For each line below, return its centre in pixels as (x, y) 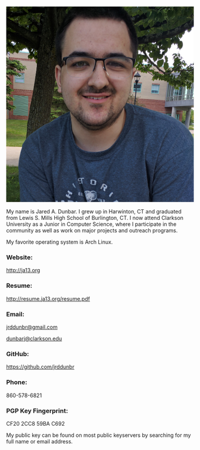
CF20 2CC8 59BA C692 (36, 423)
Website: (19, 257)
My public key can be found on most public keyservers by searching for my (99, 435)
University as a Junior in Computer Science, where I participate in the (91, 224)
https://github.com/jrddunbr (40, 367)
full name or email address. (40, 441)
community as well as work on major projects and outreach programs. (92, 231)
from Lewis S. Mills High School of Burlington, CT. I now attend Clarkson (95, 218)
